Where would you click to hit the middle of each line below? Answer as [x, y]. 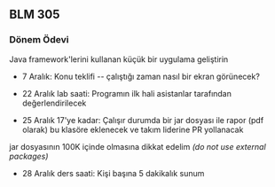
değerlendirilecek [54, 103]
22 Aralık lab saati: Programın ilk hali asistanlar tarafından [127, 93]
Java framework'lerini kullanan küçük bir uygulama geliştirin [119, 59]
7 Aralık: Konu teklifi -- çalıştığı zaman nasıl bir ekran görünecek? [141, 76]
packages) [29, 156]
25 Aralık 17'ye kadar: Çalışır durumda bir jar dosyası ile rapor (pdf [143, 120]
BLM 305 [35, 15]
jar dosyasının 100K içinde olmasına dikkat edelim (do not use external [137, 146]
